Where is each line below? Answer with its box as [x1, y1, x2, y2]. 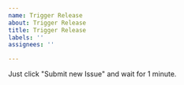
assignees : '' [8, 41, 55, 49]
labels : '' [8, 33, 44, 42]
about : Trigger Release [8, 19, 87, 27]
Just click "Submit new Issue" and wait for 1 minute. [8, 69, 177, 79]
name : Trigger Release [8, 11, 83, 20]
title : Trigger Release [8, 26, 87, 34]
